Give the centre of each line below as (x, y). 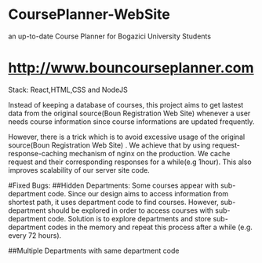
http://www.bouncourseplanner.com (131, 68)
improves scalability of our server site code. (79, 170)
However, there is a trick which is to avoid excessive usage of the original (127, 137)
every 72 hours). (35, 235)
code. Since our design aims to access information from (138, 193)
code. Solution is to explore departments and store (129, 218)
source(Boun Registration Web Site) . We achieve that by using (109, 145)
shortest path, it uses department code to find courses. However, (113, 202)
